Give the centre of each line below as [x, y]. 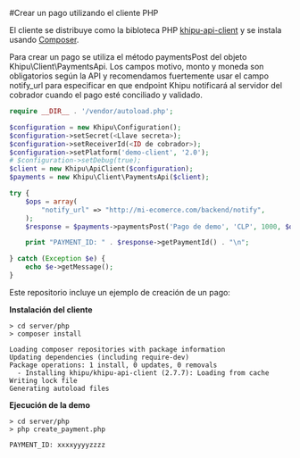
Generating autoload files [59, 388]
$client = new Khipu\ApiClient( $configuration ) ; [101, 169]
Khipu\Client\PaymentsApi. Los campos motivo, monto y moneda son [137, 67]
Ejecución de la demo [50, 404]
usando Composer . [44, 40]
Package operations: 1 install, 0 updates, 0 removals [113, 365]
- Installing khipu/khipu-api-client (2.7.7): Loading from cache [143, 373]
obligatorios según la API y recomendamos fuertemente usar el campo [139, 76]
